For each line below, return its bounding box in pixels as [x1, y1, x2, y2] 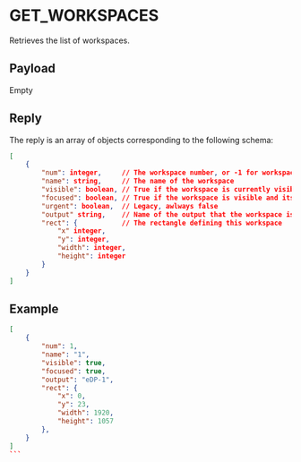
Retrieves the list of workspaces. [9, 35, 130, 46]
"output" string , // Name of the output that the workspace [41, 210, 282, 219]
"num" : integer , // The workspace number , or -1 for [41, 168, 259, 177]
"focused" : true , [41, 366, 106, 376]
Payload [9, 61, 56, 76]
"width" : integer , [56, 244, 126, 252]
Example [9, 301, 59, 316]
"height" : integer [56, 252, 126, 261]
